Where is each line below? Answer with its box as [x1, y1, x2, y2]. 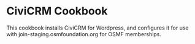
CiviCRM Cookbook [6, 4, 109, 18]
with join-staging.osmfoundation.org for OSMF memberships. [6, 30, 161, 37]
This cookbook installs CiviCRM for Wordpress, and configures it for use [6, 24, 189, 31]
